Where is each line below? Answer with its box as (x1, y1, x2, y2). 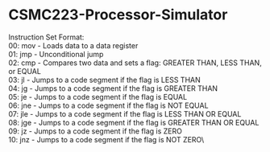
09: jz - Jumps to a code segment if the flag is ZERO (8, 126, 183, 136)
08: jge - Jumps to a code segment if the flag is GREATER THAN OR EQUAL (8, 117, 260, 127)
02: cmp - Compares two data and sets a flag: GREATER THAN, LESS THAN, (8, 58, 262, 68)
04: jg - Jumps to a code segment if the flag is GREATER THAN (8, 83, 218, 93)
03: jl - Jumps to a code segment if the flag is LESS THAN (8, 75, 201, 84)
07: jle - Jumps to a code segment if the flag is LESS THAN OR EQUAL (8, 109, 242, 118)
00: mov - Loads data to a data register (8, 40, 139, 50)
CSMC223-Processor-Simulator (8, 6, 228, 24)
